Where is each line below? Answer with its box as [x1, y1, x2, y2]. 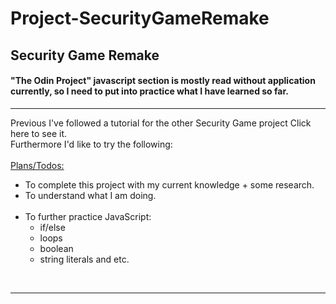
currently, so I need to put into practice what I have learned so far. [10, 85, 289, 97]
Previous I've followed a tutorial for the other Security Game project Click [10, 117, 312, 129]
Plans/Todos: [10, 159, 65, 171]
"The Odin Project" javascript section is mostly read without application [10, 75, 316, 87]
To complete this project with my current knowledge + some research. [24, 178, 315, 191]
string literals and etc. [39, 253, 130, 265]
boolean [39, 242, 74, 254]
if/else [39, 221, 66, 233]
